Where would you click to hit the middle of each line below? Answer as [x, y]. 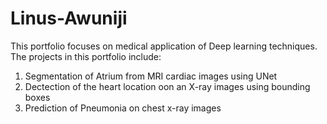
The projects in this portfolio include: [86, 56]
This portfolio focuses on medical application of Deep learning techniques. [164, 46]
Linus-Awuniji [69, 18]
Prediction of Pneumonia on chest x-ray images [123, 108]
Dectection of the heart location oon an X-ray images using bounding [167, 86]
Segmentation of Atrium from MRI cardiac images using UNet [151, 76]
